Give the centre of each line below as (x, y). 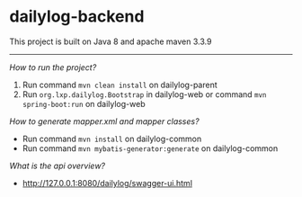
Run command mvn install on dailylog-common (112, 139)
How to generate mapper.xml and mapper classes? (104, 121)
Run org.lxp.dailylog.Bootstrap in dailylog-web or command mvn (144, 94)
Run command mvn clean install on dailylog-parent (120, 85)
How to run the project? (53, 67)
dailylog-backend (77, 17)
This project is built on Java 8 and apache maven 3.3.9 (111, 41)
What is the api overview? (58, 166)
